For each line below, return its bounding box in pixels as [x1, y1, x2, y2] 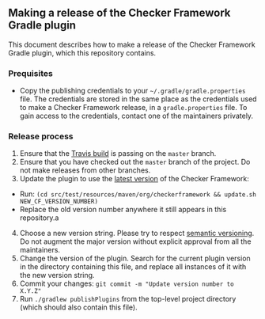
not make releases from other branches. [19, 165, 151, 175]
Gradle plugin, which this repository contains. [8, 47, 157, 58]
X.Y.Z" [19, 287, 42, 295]
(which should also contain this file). [19, 302, 138, 312]
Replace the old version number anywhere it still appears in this [19, 205, 227, 215]
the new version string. [19, 271, 95, 280]
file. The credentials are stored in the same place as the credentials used [19, 94, 257, 104]
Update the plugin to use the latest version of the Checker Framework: [19, 174, 249, 184]
